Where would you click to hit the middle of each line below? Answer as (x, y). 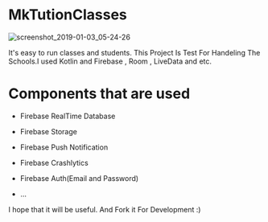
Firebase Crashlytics (54, 162)
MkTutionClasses (68, 15)
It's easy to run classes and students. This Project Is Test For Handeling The (134, 52)
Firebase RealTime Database (68, 116)
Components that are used (99, 94)
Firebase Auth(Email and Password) (79, 178)
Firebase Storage (49, 131)
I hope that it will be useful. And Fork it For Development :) (105, 209)
